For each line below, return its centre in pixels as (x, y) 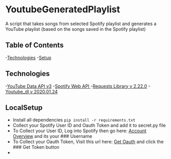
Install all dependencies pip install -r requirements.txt (74, 120)
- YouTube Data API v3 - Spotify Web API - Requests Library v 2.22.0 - (78, 86)
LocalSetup (24, 107)
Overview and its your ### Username (52, 136)
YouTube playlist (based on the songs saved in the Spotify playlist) (76, 29)
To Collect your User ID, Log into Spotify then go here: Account (80, 131)
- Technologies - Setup (28, 57)
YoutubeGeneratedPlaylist (63, 9)
